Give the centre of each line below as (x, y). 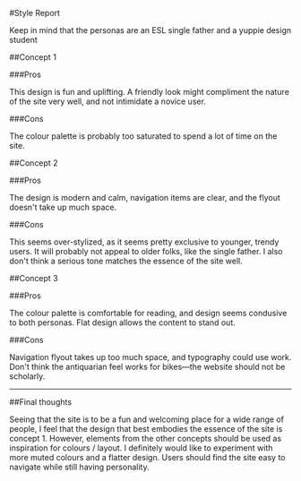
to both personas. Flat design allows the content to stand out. (122, 322)
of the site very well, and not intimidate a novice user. (107, 101)
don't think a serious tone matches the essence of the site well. (126, 261)
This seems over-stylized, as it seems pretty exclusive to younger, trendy (144, 242)
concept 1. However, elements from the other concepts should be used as (146, 438)
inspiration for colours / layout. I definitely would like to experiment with (141, 448)
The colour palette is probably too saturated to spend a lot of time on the (143, 136)
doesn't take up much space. (63, 207)
